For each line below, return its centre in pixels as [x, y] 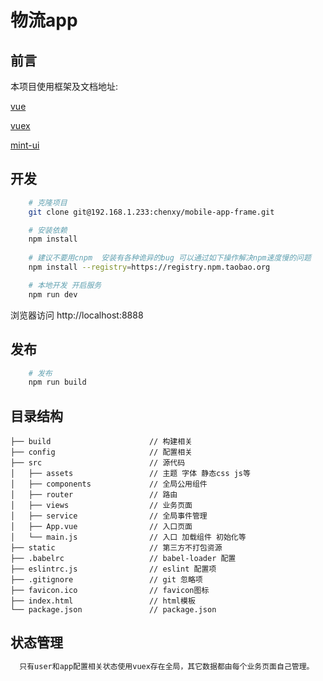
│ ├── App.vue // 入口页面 [101, 527]
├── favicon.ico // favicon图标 [110, 591]
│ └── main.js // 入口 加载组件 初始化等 [128, 537]
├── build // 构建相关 [101, 442]
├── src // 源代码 [98, 463]
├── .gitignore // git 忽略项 [106, 580]
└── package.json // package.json [113, 610]
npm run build [57, 382]
